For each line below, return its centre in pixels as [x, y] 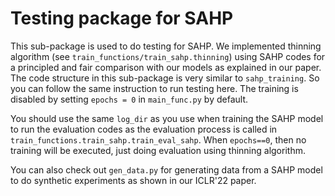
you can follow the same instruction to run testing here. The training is [154, 88]
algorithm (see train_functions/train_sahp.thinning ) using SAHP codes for [168, 56]
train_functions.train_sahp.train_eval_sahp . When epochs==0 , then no [158, 139]
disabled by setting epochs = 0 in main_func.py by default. [129, 99]
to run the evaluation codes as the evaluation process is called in [144, 129]
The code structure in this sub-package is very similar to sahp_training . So [165, 78]
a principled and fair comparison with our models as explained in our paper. [166, 67]
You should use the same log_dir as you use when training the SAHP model [167, 118]
